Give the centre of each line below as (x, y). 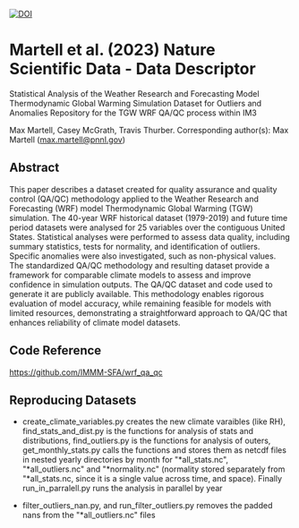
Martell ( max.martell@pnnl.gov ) (67, 140)
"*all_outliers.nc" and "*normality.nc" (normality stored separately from (154, 469)
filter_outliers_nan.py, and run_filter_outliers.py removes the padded (147, 506)
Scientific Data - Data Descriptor (133, 69)
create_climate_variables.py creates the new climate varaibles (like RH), (154, 422)
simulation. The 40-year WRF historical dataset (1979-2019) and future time (149, 217)
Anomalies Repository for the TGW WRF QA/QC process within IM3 (133, 113)
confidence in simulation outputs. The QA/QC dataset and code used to (141, 284)
